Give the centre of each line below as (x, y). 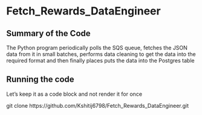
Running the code (40, 79)
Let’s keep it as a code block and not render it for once (74, 94)
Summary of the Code (48, 33)
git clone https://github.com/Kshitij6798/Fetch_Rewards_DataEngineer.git (98, 105)
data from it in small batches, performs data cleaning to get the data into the (101, 54)
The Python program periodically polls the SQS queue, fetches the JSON (97, 48)
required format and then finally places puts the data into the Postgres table (100, 61)
